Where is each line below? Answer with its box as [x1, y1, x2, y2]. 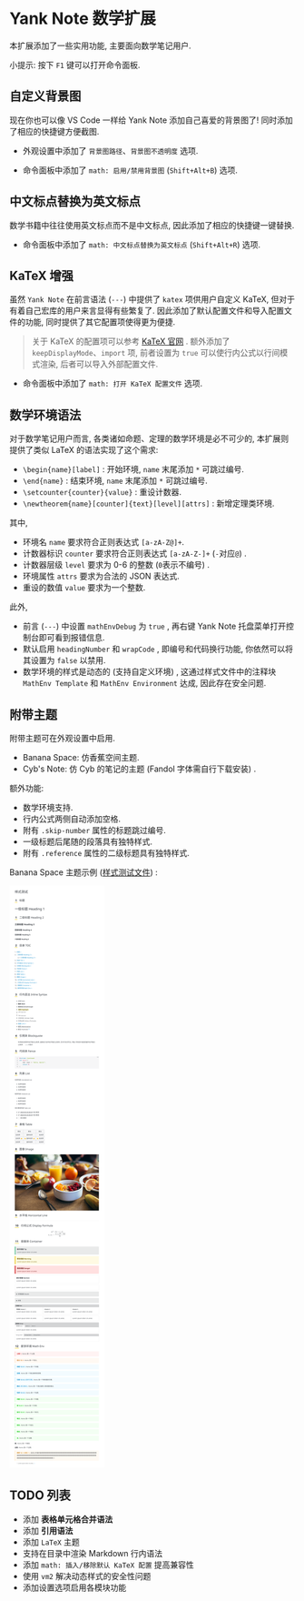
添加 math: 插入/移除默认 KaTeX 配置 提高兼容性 [22, 1559, 195, 1570]
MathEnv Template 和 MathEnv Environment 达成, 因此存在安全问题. [22, 678, 267, 689]
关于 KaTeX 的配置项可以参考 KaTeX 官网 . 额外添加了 [31, 336, 230, 347]
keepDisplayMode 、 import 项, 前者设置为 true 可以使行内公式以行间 [31, 347, 280, 358]
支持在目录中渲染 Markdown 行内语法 [22, 1547, 163, 1558]
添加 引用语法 [22, 1525, 74, 1536]
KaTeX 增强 [9, 267, 74, 283]
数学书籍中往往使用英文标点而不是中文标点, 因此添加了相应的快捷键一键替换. [9, 219, 295, 230]
